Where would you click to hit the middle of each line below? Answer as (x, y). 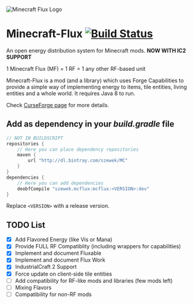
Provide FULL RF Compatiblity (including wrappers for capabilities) (98, 246)
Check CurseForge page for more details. (58, 105)
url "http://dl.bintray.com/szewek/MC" (78, 160)
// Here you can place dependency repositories (78, 149)
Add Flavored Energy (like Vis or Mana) (64, 240)
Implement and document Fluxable (58, 253)
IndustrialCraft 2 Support (46, 267)
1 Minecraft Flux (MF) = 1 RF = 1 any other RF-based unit (76, 68)
